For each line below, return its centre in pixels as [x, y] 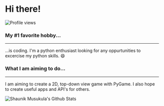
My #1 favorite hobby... [33, 35]
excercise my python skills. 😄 [35, 56]
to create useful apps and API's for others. [48, 89]
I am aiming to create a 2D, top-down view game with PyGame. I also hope [80, 84]
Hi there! [23, 9]
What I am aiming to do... [35, 69]
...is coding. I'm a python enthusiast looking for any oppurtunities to [73, 51]
